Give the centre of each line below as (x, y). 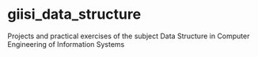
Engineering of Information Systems (66, 44)
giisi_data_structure (74, 14)
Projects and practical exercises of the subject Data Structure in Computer (129, 36)
